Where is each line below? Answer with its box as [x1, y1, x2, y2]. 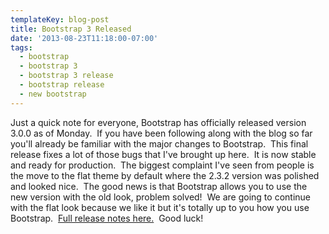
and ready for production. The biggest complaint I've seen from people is [10, 159, 315, 171]
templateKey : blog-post [10, 14, 110, 25]
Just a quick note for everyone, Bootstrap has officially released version [10, 116, 307, 128]
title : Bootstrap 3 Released [10, 24, 132, 34]
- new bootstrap [19, 89, 87, 99]
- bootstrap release [19, 80, 105, 90]
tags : [10, 42, 33, 53]
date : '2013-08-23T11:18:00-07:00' [10, 33, 159, 43]
